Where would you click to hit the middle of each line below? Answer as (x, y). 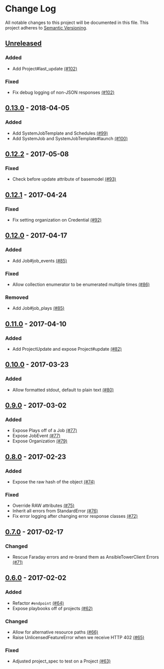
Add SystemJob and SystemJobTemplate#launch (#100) (70, 138)
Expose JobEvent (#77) (36, 436)
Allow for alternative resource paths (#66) (55, 632)
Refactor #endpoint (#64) (38, 603)
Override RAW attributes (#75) (43, 506)
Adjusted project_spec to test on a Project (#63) (61, 661)
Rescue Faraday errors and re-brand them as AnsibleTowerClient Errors (85, 557)
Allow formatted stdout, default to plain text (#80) (63, 390)
